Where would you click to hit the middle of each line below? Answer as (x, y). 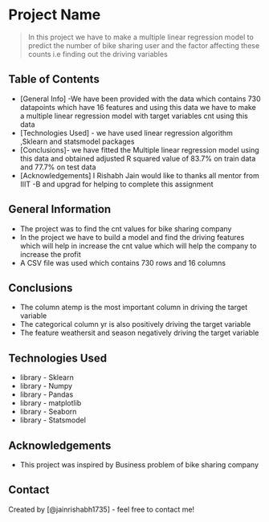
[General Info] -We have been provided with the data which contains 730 (140, 99)
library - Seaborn (48, 412)
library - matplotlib (51, 403)
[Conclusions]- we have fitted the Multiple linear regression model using (139, 149)
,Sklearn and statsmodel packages (77, 141)
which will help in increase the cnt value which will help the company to (138, 246)
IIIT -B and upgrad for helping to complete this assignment (117, 184)
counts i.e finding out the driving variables (98, 54)
